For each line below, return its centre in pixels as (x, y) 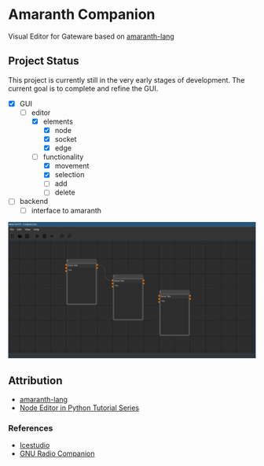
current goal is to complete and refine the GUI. (83, 88)
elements (58, 121)
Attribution (35, 381)
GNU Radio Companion (57, 453)
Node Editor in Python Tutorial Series (79, 408)
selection (70, 175)
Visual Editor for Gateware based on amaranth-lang (91, 36)
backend (34, 202)
